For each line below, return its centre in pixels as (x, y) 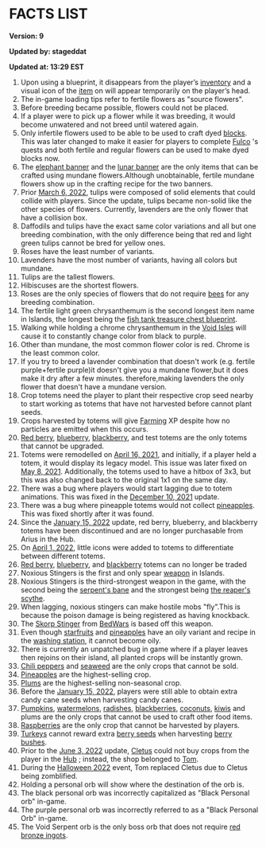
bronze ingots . (44, 835)
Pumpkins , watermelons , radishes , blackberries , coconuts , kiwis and (133, 708)
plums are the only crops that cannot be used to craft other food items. (137, 717)
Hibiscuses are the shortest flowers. (79, 285)
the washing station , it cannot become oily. (91, 640)
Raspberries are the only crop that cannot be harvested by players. (130, 725)
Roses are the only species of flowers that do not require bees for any (135, 293)
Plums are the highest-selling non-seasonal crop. (101, 682)
